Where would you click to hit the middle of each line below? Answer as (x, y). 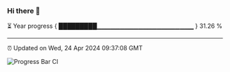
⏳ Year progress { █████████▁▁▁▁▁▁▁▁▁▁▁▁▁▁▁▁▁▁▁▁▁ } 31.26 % (115, 26)
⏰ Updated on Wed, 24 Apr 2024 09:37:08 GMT (75, 48)
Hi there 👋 (24, 11)
